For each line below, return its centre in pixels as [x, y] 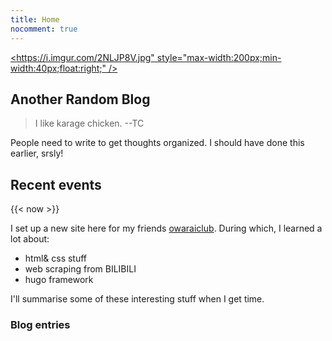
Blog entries [40, 325]
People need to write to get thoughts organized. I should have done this [157, 143]
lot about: [30, 239]
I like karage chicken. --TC [89, 123]
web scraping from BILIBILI [80, 269]
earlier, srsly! [37, 153]
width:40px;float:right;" [58, 68]
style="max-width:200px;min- [219, 57]
